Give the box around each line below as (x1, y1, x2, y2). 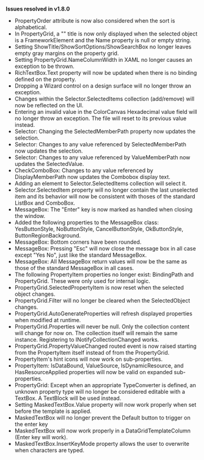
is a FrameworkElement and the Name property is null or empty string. (14, 37, 192, 43)
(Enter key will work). (14, 434, 68, 440)
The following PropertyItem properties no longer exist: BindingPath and (14, 271, 194, 278)
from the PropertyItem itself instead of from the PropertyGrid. (14, 349, 170, 356)
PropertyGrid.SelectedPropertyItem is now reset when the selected (14, 284, 184, 291)
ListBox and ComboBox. (14, 199, 76, 206)
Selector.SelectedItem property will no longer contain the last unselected (14, 186, 199, 194)
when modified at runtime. (14, 317, 81, 323)
